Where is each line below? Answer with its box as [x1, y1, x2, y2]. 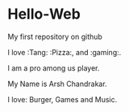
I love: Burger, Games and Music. [7, 94, 118, 104]
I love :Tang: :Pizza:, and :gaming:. [7, 47, 122, 57]
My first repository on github [7, 32, 102, 41]
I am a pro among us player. [7, 62, 100, 73]
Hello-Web [7, 5, 81, 24]
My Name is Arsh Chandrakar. [7, 79, 107, 88]
